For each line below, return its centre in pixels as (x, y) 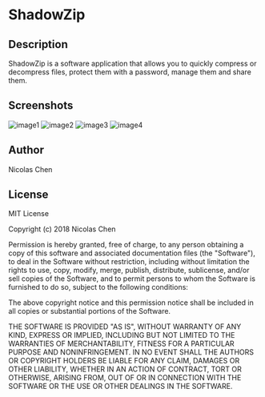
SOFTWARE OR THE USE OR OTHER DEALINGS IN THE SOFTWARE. (120, 387)
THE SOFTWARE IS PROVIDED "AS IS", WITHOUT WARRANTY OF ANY (125, 327)
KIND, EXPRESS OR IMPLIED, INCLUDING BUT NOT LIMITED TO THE (122, 335)
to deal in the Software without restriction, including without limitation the (129, 262)
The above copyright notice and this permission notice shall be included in (131, 303)
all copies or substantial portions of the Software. (89, 311)
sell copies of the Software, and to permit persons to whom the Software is (132, 279)
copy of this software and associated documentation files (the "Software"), (132, 253)
